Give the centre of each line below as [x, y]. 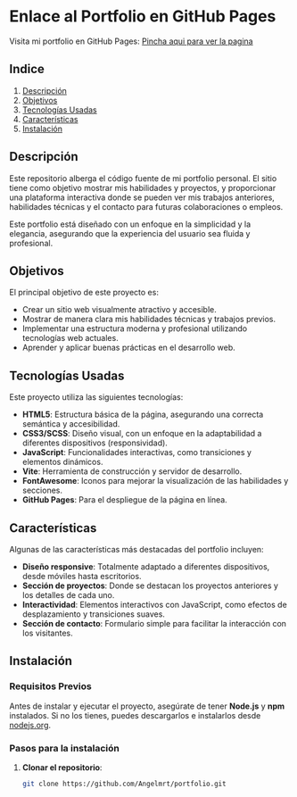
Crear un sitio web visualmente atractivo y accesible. [119, 310]
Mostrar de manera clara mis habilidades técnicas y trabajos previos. [149, 320]
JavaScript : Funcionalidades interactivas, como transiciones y [137, 452]
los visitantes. [47, 633]
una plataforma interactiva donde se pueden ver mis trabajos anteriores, [142, 197]
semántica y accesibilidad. [71, 424]
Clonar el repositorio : [62, 767]
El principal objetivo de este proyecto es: [84, 293]
